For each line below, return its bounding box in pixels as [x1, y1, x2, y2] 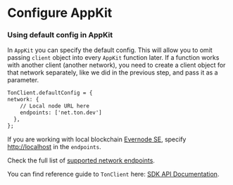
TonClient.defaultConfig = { [7, 89, 93, 96]
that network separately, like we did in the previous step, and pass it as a [7, 68, 218, 77]
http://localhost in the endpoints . [7, 142, 101, 151]
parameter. [7, 76, 39, 84]
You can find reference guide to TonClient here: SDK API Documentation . [7, 170, 220, 178]
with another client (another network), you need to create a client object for [7, 61, 226, 70]
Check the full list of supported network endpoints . [7, 156, 155, 165]
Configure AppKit [7, 5, 113, 21]
